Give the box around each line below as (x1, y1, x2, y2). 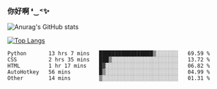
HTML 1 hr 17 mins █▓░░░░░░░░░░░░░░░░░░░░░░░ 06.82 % (7, 62, 211, 70)
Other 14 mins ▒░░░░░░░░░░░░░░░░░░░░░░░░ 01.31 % (7, 75, 211, 82)
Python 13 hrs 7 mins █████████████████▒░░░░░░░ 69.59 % (7, 50, 211, 57)
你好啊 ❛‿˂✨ (7, 6, 49, 16)
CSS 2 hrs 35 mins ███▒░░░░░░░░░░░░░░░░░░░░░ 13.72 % (7, 57, 211, 64)
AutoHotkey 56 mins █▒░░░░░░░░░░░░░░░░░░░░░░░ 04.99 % (7, 69, 211, 76)
